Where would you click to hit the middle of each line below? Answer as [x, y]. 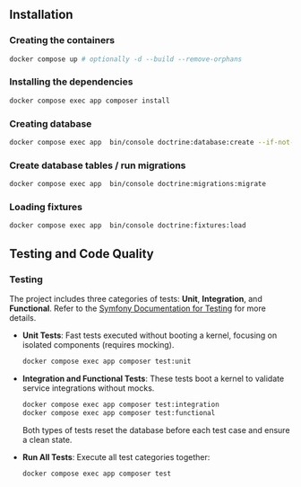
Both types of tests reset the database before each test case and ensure [156, 429]
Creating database [51, 123]
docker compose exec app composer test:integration [120, 404]
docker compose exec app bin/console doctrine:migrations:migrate [138, 184]
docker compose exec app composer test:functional [119, 412]
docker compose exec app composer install [90, 101]
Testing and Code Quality [82, 254]
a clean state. [47, 439]
